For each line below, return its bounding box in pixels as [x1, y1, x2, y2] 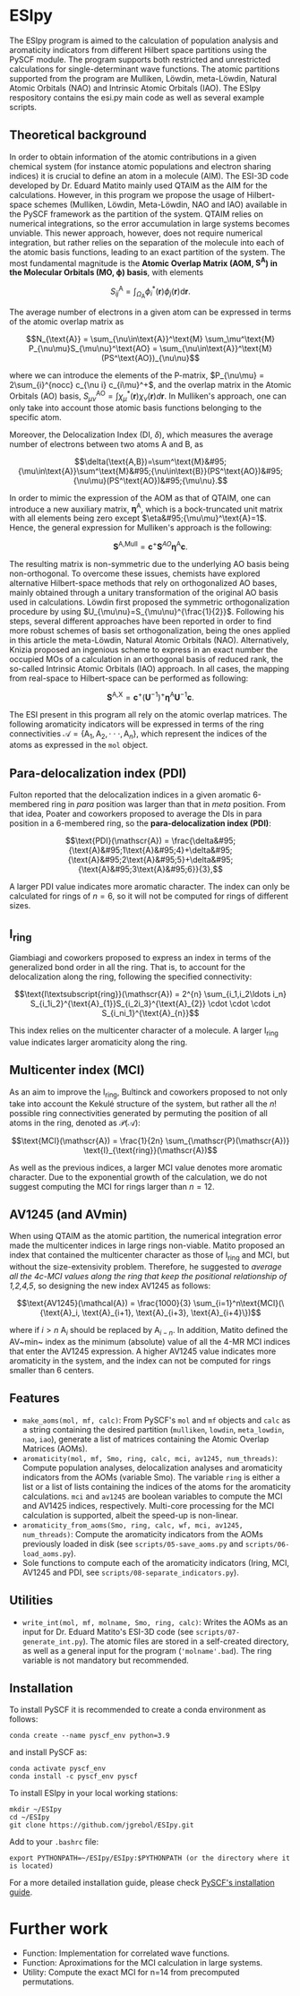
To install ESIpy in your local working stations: [9, 1788, 178, 1799]
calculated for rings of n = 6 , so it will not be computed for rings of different [9, 890, 289, 901]
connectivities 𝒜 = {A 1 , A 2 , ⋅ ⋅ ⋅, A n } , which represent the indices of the [9, 727, 268, 741]
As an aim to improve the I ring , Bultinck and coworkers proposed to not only [9, 1086, 288, 1099]
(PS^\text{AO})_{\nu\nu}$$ [101, 353, 200, 364]
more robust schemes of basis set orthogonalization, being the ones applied [9, 624, 291, 636]
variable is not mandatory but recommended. [21, 1655, 190, 1665]
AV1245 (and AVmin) [9, 1207, 128, 1223]
